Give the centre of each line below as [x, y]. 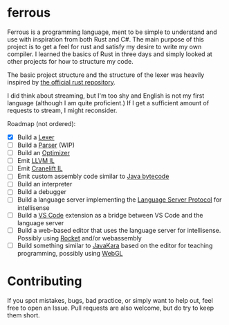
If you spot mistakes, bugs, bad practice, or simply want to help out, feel [110, 300]
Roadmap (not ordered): [42, 123]
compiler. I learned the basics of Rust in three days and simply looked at [110, 54]
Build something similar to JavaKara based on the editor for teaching [115, 245]
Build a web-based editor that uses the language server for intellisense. [119, 230]
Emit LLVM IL [36, 161]
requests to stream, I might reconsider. [62, 110]
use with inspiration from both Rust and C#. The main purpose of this [106, 39]
